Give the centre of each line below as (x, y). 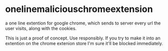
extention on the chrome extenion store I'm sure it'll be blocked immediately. (84, 43)
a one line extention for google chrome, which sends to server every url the (83, 23)
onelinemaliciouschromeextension (79, 9)
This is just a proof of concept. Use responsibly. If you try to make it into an (83, 38)
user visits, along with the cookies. (41, 28)
